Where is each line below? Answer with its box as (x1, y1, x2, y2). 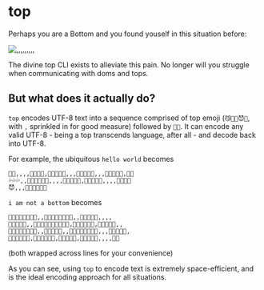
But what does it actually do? (8, 91, 156, 106)
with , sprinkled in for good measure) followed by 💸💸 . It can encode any (8, 121, 244, 131)
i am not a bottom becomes (8, 197, 102, 207)
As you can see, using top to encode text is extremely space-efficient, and (8, 264, 254, 273)
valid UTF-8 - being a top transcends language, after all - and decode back (8, 130, 256, 139)
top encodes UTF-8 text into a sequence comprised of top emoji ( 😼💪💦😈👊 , (8, 113, 250, 123)
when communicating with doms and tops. (8, 68, 149, 78)
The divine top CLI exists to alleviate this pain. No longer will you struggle (8, 59, 250, 70)
